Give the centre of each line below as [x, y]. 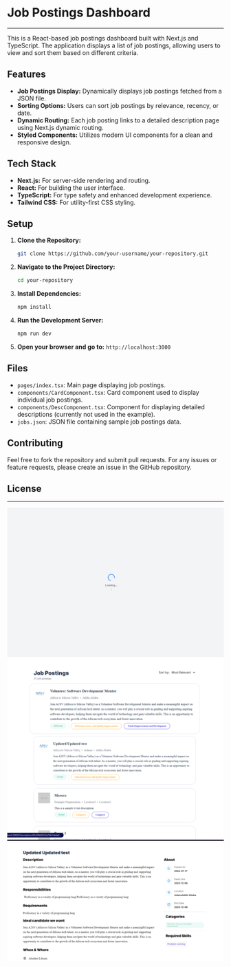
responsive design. [44, 142]
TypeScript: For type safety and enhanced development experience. [114, 195]
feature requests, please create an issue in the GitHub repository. [100, 467]
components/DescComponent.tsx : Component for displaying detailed [111, 406]
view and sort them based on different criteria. [73, 52]
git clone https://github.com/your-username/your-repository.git [112, 254]
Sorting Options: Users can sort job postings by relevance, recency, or [118, 105]
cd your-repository [45, 281]
